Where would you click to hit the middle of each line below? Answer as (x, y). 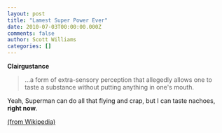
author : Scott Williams (42, 40)
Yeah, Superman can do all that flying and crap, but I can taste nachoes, (111, 101)
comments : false (31, 33)
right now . (22, 108)
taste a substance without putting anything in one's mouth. (109, 87)
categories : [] (29, 46)
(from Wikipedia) (32, 122)
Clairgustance (28, 66)
